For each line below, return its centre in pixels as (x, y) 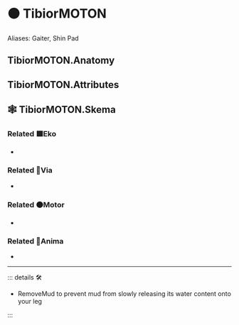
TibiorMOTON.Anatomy (61, 61)
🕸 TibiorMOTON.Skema (62, 110)
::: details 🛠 (25, 277)
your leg (30, 302)
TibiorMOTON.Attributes (63, 85)
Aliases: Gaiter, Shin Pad (43, 38)
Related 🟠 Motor (36, 204)
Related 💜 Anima (36, 241)
